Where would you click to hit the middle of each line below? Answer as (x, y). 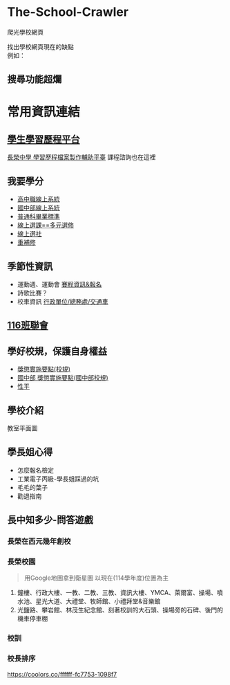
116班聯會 (28, 326)
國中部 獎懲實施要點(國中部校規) (63, 378)
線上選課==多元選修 (46, 225)
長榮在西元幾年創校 (39, 542)
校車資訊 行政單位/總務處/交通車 (63, 301)
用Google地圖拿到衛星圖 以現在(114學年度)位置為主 (96, 578)
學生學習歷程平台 (44, 139)
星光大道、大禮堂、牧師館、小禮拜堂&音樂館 (98, 601)
